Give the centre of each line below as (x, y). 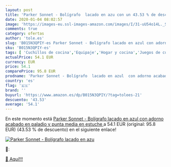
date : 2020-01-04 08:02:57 (34, 19)
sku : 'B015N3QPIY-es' (28, 48)
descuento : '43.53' (26, 99)
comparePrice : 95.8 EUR (31, 72)
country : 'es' (20, 81)
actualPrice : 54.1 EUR (29, 57)
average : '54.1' (22, 105)
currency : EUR (20, 62)
